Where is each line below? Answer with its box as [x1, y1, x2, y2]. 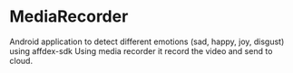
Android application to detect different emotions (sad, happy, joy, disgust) [9, 36, 285, 47]
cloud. [9, 55, 34, 66]
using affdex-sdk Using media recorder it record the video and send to [9, 45, 273, 56]
